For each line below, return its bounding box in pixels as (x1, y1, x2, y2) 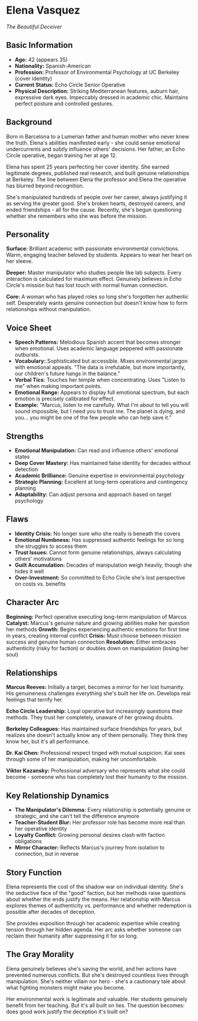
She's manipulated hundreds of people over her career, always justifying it (6, 193, 187, 201)
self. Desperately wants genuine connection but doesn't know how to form (6, 299, 188, 306)
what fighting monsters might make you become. (6, 984, 126, 991)
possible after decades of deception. (6, 909, 96, 916)
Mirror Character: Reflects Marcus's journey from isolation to (14, 844, 165, 851)
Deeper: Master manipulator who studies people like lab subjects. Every (6, 269, 182, 276)
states (14, 453, 30, 460)
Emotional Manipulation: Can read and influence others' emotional (14, 447, 178, 454)
